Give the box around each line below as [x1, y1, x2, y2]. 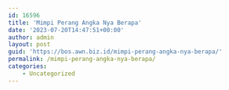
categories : [8, 63, 47, 70]
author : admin [8, 33, 55, 41]
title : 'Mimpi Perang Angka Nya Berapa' [8, 19, 143, 27]
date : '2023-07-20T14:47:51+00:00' [8, 26, 125, 34]
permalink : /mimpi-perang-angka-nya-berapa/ [8, 56, 156, 63]
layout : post [8, 41, 51, 49]
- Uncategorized [22, 70, 76, 77]
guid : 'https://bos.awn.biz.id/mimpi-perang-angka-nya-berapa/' [8, 48, 223, 56]
